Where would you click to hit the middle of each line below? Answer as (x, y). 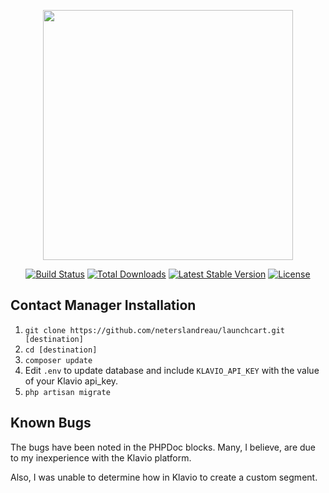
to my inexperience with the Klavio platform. (101, 457)
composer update (58, 360)
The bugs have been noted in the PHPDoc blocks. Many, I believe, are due (163, 447)
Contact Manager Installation (103, 305)
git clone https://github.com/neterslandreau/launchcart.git (155, 330)
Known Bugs (51, 423)
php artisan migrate (67, 392)
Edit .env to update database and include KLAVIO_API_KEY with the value (172, 370)
